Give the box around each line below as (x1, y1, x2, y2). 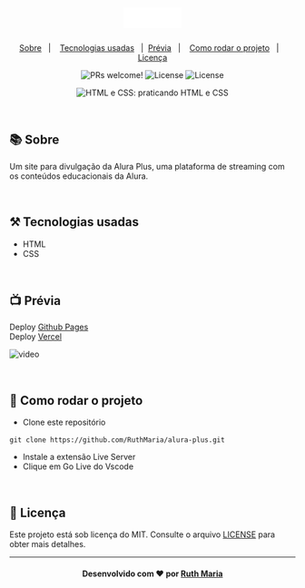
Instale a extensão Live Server (22, 452, 136, 463)
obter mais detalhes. (9, 539, 86, 549)
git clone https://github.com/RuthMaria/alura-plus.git (9, 436, 225, 445)
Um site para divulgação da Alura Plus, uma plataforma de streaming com (9, 161, 285, 171)
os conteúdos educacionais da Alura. (9, 171, 149, 181)
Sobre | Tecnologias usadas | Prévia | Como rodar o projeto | (19, 42, 280, 53)
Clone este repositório (22, 416, 106, 428)
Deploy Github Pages (9, 321, 89, 333)
